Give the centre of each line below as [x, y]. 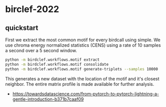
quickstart [22, 28]
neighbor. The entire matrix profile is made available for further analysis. [80, 84]
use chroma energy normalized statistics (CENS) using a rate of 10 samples [83, 45]
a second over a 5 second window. [41, 50]
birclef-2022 [32, 9]
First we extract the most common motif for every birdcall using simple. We [83, 40]
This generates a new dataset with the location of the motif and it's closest [82, 78]
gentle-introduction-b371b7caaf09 [48, 99]
